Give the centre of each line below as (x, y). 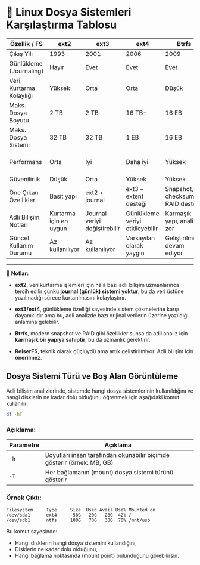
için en (59, 221)
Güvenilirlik (25, 179)
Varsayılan (140, 238)
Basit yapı (63, 196)
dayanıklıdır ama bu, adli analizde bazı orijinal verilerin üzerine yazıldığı (101, 315)
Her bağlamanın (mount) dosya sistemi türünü (109, 472)
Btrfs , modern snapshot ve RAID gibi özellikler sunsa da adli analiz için (101, 333)
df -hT (14, 414)
